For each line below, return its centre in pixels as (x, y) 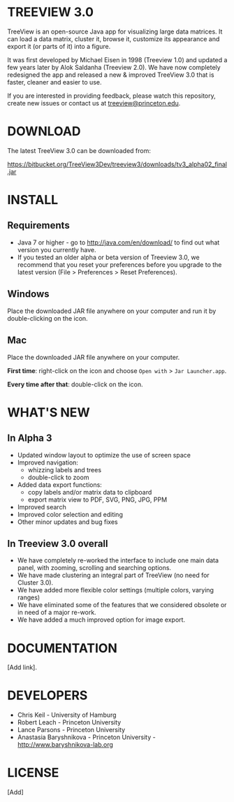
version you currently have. (57, 249)
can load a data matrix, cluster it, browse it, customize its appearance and (114, 38)
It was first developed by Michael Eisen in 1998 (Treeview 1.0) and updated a (117, 59)
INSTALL (33, 200)
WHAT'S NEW (49, 412)
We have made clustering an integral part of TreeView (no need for (113, 575)
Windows (28, 294)
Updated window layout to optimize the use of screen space (104, 455)
